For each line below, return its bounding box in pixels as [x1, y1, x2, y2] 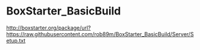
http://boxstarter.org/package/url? [6, 24, 92, 31]
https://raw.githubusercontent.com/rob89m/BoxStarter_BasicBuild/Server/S [6, 30, 194, 37]
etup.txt [6, 37, 26, 44]
